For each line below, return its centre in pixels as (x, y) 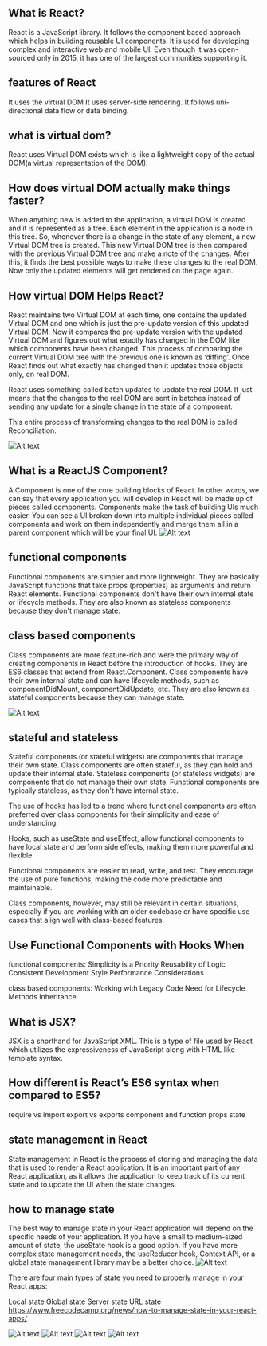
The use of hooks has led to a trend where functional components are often (132, 806)
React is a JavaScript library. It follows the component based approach (124, 32)
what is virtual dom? (60, 136)
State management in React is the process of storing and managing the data (133, 1159)
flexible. (21, 855)
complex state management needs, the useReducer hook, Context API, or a (132, 1254)
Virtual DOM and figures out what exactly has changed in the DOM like (124, 340)
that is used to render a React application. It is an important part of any (124, 1167)
